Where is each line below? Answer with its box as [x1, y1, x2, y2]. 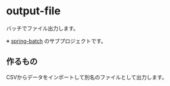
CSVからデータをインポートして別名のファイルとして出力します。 [6, 73, 168, 81]
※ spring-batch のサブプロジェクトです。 [6, 37, 106, 44]
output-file [6, 4, 61, 18]
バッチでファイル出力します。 [6, 24, 79, 32]
